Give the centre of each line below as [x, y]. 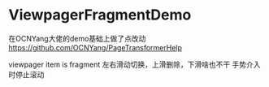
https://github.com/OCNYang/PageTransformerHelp [95, 47]
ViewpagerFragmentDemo [100, 15]
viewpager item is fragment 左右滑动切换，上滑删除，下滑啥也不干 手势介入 [135, 64]
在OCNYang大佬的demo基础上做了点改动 [77, 38]
